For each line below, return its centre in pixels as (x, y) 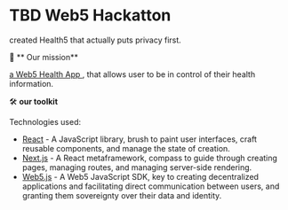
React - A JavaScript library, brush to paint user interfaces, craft (140, 139)
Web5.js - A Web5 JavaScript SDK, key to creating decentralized (140, 176)
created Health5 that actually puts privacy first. (96, 40)
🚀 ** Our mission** (44, 57)
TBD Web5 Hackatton (90, 16)
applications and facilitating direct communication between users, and (151, 186)
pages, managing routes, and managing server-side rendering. (137, 167)
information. (32, 83)
